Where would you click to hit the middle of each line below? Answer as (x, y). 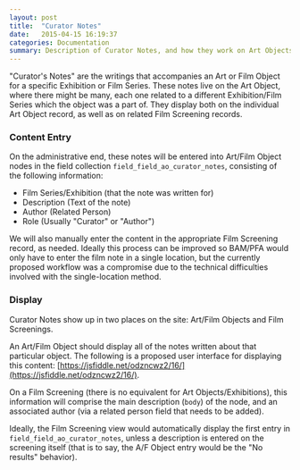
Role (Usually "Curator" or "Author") (88, 222)
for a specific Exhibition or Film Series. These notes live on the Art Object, (145, 86)
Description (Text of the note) (76, 203)
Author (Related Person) (67, 212)
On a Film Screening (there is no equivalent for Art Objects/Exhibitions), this (148, 392)
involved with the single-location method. (86, 277)
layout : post (33, 17)
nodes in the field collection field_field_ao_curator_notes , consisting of (143, 166)
